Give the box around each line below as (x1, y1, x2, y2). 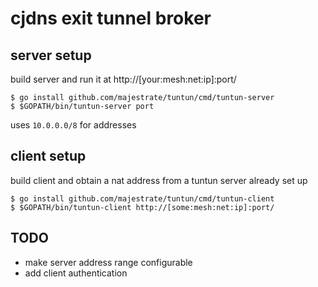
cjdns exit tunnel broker (10, 7, 212, 30)
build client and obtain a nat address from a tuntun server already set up (10, 174, 308, 186)
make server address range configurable (24, 256, 193, 268)
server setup (10, 47, 92, 64)
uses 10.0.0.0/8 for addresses (10, 119, 137, 131)
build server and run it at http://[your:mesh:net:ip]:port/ (10, 73, 237, 85)
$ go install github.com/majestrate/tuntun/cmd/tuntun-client (10, 193, 275, 204)
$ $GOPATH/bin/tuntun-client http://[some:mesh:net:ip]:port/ (10, 202, 275, 212)
